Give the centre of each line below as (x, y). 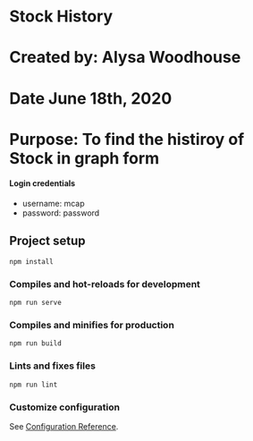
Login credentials (42, 183)
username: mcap (53, 203)
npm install (31, 261)
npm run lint (34, 385)
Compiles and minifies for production (92, 325)
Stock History (61, 17)
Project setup (48, 241)
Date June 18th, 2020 (91, 98)
